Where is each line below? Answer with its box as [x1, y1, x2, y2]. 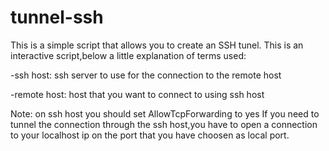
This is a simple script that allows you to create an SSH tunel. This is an [10, 39, 304, 51]
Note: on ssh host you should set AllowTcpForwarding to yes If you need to [10, 107, 320, 120]
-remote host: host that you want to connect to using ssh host [10, 88, 265, 100]
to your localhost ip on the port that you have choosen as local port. [10, 129, 290, 141]
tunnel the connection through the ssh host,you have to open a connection [10, 118, 318, 130]
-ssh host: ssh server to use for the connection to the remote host [10, 69, 282, 81]
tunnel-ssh [10, 6, 104, 29]
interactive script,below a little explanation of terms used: [10, 49, 247, 61]
